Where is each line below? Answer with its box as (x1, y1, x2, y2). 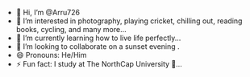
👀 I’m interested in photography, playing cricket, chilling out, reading (15, 16, 243, 26)
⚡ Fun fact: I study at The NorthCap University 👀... (15, 59, 183, 68)
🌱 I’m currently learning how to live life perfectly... (15, 33, 181, 43)
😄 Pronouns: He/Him (15, 51, 87, 59)
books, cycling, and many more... (15, 25, 127, 34)
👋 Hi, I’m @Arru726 (15, 8, 81, 17)
